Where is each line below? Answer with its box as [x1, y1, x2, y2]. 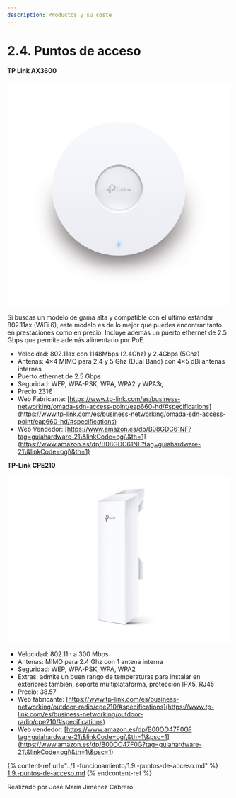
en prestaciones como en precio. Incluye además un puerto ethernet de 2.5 [7, 328, 228, 337]
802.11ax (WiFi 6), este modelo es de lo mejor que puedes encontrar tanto [7, 320, 223, 329]
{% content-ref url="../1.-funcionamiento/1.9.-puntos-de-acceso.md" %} [7, 761, 219, 770]
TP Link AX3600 [7, 67, 57, 75]
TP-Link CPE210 [7, 461, 56, 469]
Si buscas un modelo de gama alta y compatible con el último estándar [7, 313, 214, 322]
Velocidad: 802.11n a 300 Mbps [17, 649, 109, 658]
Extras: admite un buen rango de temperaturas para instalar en [17, 672, 201, 680]
